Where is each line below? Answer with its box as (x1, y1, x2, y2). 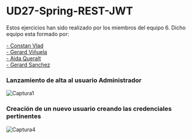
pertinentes (6, 112, 41, 120)
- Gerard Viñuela (6, 48, 47, 55)
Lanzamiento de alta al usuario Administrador (6, 76, 142, 84)
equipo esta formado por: (6, 30, 70, 37)
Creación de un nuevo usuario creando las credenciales (6, 105, 172, 113)
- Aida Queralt (6, 55, 41, 62)
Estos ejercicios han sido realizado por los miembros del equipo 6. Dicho (6, 24, 186, 31)
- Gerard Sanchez (6, 61, 50, 68)
